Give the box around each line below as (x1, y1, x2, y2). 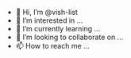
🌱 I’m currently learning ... (15, 24, 101, 33)
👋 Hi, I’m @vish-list (15, 8, 78, 16)
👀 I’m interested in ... (15, 16, 83, 25)
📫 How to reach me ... (15, 42, 90, 50)
